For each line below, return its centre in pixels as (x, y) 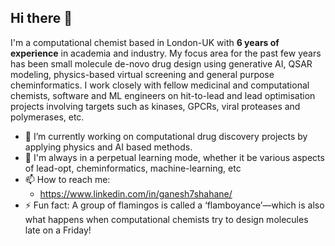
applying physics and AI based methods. (108, 147)
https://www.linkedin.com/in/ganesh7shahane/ (136, 193)
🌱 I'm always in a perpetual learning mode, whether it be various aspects (174, 157)
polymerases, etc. (47, 117)
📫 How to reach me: (67, 179)
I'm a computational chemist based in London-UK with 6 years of (145, 42)
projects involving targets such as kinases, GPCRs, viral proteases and (155, 106)
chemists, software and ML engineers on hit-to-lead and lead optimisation (163, 95)
